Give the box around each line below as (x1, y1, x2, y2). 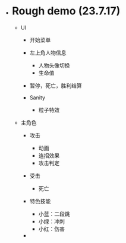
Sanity (29, 94, 46, 101)
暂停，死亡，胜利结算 (29, 82, 82, 89)
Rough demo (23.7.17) (11, 4, 121, 18)
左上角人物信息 (29, 49, 67, 56)
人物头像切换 (38, 62, 70, 69)
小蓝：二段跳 (38, 210, 70, 217)
